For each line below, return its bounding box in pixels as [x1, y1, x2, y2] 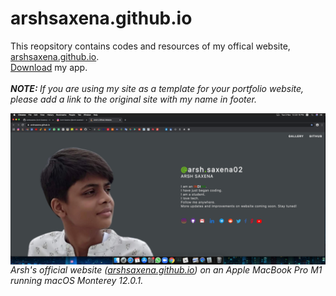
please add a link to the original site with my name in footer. [10, 93, 258, 105]
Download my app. [10, 61, 88, 73]
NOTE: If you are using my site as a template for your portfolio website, [10, 82, 305, 94]
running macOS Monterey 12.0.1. [10, 275, 144, 287]
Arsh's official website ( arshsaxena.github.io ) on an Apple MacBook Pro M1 [10, 264, 323, 276]
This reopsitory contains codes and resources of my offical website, [10, 40, 291, 52]
